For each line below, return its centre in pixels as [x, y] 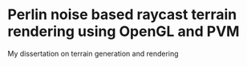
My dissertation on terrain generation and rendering [93, 53]
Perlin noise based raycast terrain [122, 15]
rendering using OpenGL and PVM [123, 31]
